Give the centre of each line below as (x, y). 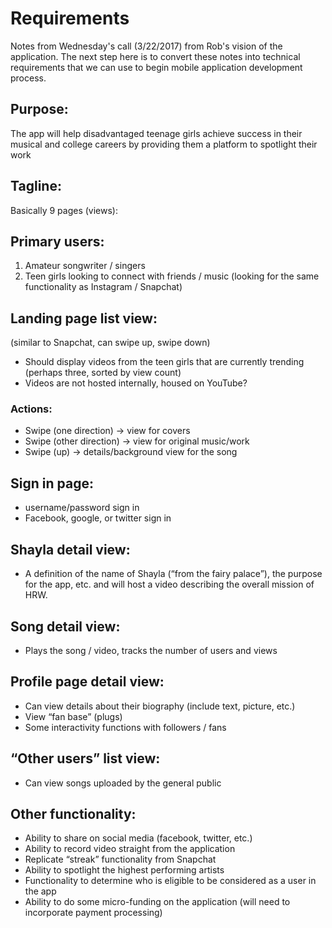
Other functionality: (73, 813)
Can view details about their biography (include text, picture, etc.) (160, 706)
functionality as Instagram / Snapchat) (103, 287)
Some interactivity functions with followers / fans (125, 727)
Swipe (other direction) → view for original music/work (137, 441)
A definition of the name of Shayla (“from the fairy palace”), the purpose (173, 574)
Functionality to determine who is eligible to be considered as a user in (170, 881)
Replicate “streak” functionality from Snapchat (120, 859)
